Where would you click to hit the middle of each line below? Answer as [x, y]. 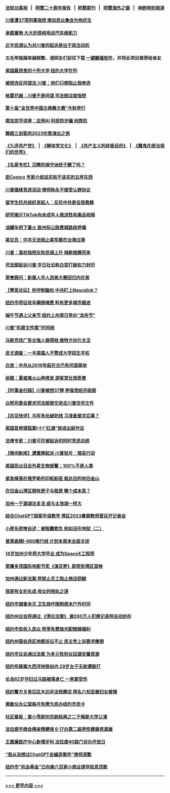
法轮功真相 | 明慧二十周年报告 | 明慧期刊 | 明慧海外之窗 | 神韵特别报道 [85, 8]
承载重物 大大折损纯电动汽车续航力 [41, 32]
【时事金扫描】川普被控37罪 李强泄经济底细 [51, 390]
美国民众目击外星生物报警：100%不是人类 [49, 465]
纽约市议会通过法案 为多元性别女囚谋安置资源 [52, 654]
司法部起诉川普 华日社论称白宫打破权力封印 [50, 265]
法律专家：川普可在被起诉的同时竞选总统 [47, 441]
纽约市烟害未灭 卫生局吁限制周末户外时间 [48, 604]
